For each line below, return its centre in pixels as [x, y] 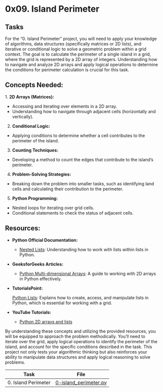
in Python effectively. [40, 278]
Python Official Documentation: [45, 240]
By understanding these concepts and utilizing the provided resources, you [80, 331]
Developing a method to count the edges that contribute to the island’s [83, 159]
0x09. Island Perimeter [52, 9]
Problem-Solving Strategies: [42, 174]
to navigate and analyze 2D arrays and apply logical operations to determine [81, 65]
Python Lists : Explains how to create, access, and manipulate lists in [80, 297]
